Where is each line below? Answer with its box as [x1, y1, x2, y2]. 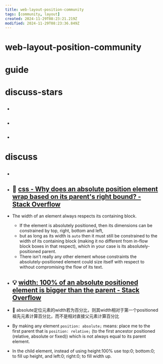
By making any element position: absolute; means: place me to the [12, 323, 150, 329]
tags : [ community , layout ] [5, 12, 60, 17]
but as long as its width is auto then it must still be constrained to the [19, 233, 158, 239]
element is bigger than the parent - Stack [12, 286, 140, 294]
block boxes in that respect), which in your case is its [19, 243, 126, 249]
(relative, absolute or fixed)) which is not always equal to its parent [12, 333, 146, 340]
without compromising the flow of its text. [19, 264, 103, 270]
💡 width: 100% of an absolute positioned [12, 278, 138, 286]
